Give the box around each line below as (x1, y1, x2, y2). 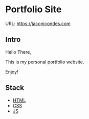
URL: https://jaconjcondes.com (5, 20, 71, 27)
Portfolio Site (5, 4, 62, 15)
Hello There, (5, 49, 32, 55)
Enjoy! (5, 68, 19, 75)
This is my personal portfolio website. (5, 59, 84, 65)
